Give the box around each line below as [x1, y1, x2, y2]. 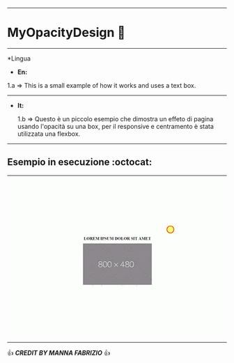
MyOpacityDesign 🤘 [7, 25, 126, 40]
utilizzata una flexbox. [17, 130, 81, 138]
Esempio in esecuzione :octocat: [7, 156, 153, 168]
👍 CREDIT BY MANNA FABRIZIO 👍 [7, 348, 110, 357]
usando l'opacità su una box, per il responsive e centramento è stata [17, 122, 214, 130]
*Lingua [7, 54, 31, 63]
